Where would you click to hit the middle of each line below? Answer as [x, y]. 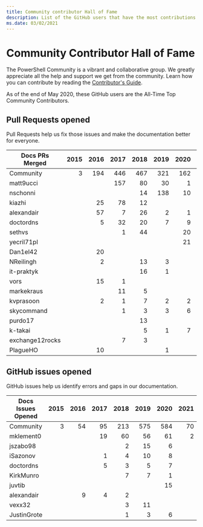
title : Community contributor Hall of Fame [62, 12]
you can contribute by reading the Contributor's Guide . [75, 83]
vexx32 [20, 505]
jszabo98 [23, 446]
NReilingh [23, 262]
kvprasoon [24, 301]
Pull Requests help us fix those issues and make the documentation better [98, 134]
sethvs [19, 232]
